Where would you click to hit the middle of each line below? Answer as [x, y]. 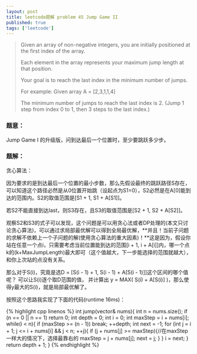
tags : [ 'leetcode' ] [30, 28]
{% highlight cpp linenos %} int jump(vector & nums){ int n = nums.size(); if [97, 311]
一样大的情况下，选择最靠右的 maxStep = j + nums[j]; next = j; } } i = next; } [97, 338]
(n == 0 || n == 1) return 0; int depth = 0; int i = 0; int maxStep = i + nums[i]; [98, 317]
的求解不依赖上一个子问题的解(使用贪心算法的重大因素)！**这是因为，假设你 [98, 237]
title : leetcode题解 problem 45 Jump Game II [62, 17]
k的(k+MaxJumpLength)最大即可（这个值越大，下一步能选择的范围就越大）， [99, 252]
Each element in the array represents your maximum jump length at [102, 63]
